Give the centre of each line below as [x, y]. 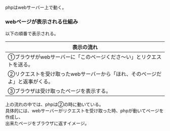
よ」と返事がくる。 [31, 82]
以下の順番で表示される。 [32, 34]
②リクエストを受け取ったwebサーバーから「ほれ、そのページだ [85, 74]
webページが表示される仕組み [42, 22]
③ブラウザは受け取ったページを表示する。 [59, 91]
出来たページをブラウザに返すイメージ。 [47, 123]
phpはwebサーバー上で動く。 [36, 7]
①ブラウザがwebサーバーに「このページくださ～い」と [75, 57]
